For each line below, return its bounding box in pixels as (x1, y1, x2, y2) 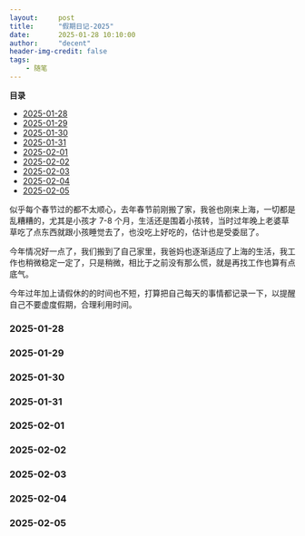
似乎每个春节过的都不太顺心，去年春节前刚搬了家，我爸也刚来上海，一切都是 (9, 203, 296, 214)
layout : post (9, 13, 75, 23)
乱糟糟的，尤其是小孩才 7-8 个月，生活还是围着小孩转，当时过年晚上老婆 (9, 215, 281, 226)
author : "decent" (9, 38, 92, 48)
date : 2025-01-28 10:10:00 (9, 30, 136, 39)
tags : (9, 55, 30, 64)
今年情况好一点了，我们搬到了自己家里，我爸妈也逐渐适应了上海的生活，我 (9, 246, 288, 257)
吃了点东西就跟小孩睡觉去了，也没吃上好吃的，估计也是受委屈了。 (16, 226, 264, 237)
